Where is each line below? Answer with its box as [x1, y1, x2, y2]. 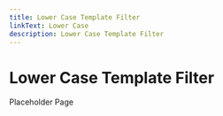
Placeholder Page [9, 97, 73, 107]
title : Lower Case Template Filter [9, 12, 141, 22]
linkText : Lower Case [9, 21, 89, 30]
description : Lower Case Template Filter [9, 29, 165, 38]
